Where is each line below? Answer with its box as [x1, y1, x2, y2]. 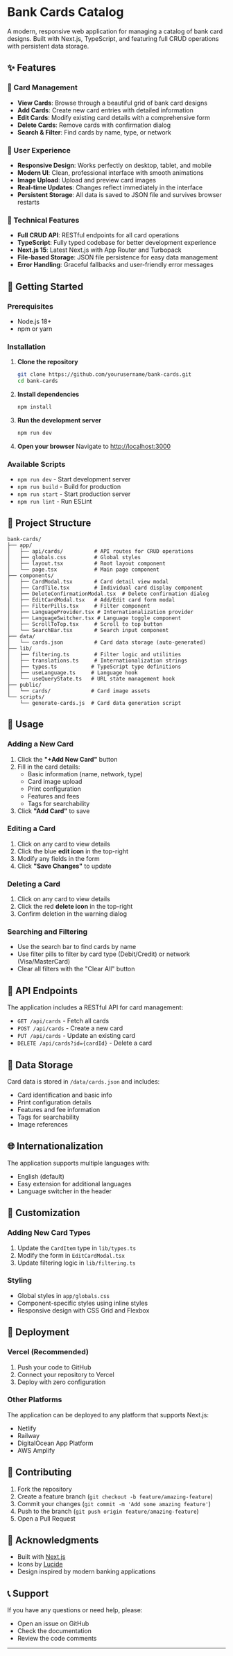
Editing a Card [7, 823, 56, 833]
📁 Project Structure [7, 518, 92, 529]
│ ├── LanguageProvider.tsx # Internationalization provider [7, 608, 194, 615]
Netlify [17, 1424, 37, 1433]
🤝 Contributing [7, 1467, 72, 1478]
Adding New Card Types [7, 1228, 92, 1238]
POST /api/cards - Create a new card [17, 1024, 123, 1032]
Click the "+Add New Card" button [17, 755, 118, 763]
